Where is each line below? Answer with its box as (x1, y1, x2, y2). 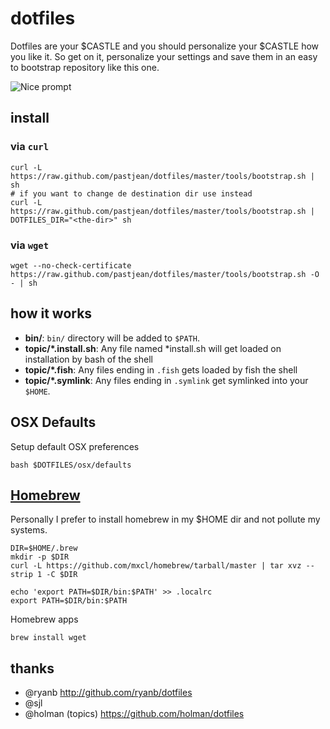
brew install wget (10, 633, 87, 643)
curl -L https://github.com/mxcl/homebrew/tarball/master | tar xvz (10, 561, 302, 571)
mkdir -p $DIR (10, 552, 70, 562)
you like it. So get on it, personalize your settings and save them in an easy (10, 50, 318, 62)
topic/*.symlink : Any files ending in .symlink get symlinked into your (24, 374, 309, 386)
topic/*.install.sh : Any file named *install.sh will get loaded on (24, 342, 282, 354)
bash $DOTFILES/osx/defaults (10, 460, 132, 470)
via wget (10, 238, 50, 252)
